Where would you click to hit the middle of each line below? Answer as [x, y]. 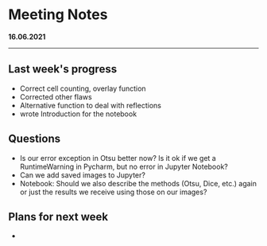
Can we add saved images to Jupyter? [82, 175]
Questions [35, 139]
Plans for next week [58, 217]
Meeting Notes [58, 15]
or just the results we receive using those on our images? [113, 192]
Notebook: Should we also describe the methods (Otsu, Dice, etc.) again [138, 183]
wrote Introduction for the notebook [78, 114]
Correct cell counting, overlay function [83, 88]
